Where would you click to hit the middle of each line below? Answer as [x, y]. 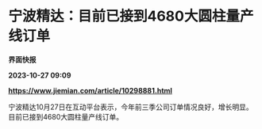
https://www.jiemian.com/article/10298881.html [91, 90]
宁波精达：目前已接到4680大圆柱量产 [131, 16]
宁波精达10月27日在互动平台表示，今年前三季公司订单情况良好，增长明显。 [131, 107]
